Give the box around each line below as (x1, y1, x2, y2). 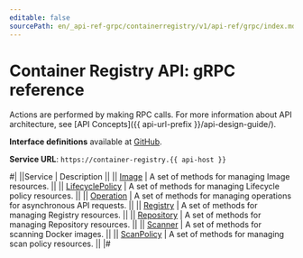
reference (9, 79, 85, 100)
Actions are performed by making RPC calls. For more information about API (9, 109, 292, 120)
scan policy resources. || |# (9, 238, 111, 249)
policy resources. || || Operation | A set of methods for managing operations (9, 190, 291, 201)
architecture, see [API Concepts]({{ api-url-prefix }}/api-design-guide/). (9, 119, 277, 130)
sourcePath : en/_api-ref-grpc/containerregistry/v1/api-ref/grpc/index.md (9, 22, 297, 31)
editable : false (9, 13, 70, 23)
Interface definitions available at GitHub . (9, 136, 162, 147)
